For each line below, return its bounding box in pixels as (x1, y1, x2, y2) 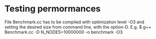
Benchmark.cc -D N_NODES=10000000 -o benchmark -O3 (4, 29, 123, 35)
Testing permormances (4, 3, 101, 14)
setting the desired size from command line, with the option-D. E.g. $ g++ (4, 24, 152, 29)
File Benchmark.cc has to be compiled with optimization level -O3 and (4, 19, 145, 25)
